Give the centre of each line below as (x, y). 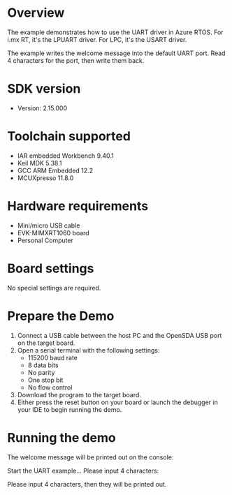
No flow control (50, 387)
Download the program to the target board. (79, 394)
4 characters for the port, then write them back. (76, 60)
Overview (36, 13)
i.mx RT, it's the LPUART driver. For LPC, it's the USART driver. (97, 39)
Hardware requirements (78, 206)
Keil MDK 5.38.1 (39, 163)
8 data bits (43, 365)
